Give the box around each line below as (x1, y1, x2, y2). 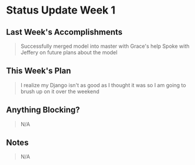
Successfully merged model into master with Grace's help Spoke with (20, 42, 190, 49)
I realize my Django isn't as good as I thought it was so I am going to (20, 81, 187, 88)
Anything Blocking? (6, 105, 81, 115)
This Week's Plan (6, 66, 71, 76)
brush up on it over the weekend (20, 88, 100, 95)
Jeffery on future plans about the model (20, 49, 118, 56)
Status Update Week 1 (6, 4, 116, 17)
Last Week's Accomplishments (6, 27, 123, 37)
